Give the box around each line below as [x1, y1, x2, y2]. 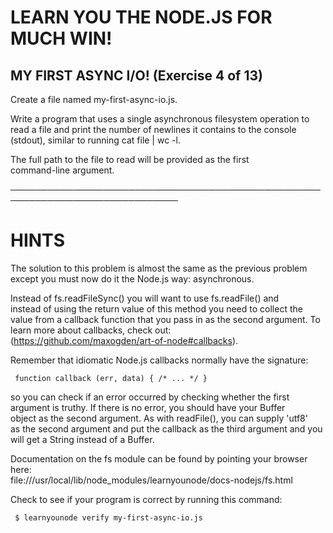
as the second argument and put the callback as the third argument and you [10, 422, 323, 435]
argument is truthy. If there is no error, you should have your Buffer [10, 401, 286, 413]
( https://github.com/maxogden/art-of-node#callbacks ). [10, 334, 239, 346]
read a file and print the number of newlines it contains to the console [10, 124, 297, 135]
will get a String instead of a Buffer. [10, 433, 155, 445]
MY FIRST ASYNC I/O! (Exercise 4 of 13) [10, 67, 263, 84]
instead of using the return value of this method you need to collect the [10, 302, 303, 315]
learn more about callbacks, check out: [10, 324, 172, 336]
